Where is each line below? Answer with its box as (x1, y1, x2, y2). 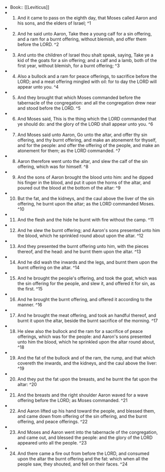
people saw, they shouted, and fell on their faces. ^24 (17, 461, 128, 467)
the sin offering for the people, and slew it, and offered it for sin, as (17, 280, 155, 286)
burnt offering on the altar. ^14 (17, 264, 80, 270)
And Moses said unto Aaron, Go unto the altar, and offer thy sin (17, 132, 147, 137)
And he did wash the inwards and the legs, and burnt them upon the (17, 259, 158, 265)
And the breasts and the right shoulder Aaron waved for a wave (17, 392, 148, 398)
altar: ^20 (17, 381, 37, 387)
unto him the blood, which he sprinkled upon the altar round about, (17, 339, 155, 344)
